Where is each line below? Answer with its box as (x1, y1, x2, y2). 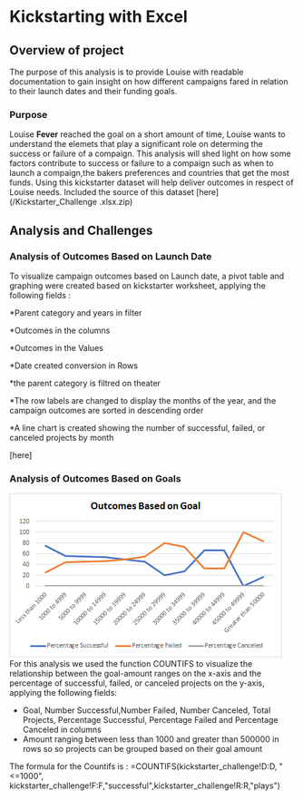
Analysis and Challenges (9, 222, 153, 238)
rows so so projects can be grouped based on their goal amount (22, 744, 263, 755)
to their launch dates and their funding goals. (9, 86, 178, 96)
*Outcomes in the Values (9, 342, 104, 353)
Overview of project (9, 43, 124, 58)
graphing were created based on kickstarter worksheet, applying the (9, 279, 266, 291)
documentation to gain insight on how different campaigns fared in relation (9, 76, 288, 87)
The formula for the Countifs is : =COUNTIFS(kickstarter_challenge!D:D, (9, 761, 278, 772)
